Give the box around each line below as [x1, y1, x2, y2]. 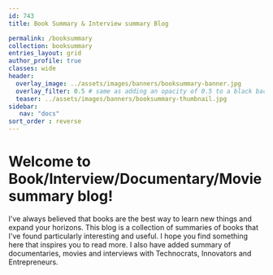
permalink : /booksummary [8, 34, 93, 42]
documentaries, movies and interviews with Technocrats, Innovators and [8, 248, 252, 258]
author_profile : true [8, 57, 82, 65]
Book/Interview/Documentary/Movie [8, 170, 262, 188]
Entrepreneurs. [8, 257, 58, 267]
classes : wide [8, 64, 57, 73]
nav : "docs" [19, 110, 60, 118]
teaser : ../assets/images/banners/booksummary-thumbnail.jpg [15, 94, 227, 103]
